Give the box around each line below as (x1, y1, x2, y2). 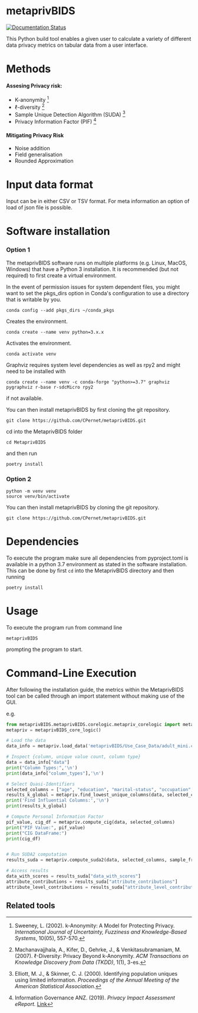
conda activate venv (6, 351, 57, 357)
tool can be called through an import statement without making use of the (6, 692, 184, 699)
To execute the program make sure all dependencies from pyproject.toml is (6, 554, 189, 562)
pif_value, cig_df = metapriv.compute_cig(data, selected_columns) (6, 819, 176, 825)
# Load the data (6, 738, 46, 744)
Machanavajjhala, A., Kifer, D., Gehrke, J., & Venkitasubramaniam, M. (14, 946, 181, 953)
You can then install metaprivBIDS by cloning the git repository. (6, 504, 160, 511)
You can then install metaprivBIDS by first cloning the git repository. (6, 406, 171, 413)
